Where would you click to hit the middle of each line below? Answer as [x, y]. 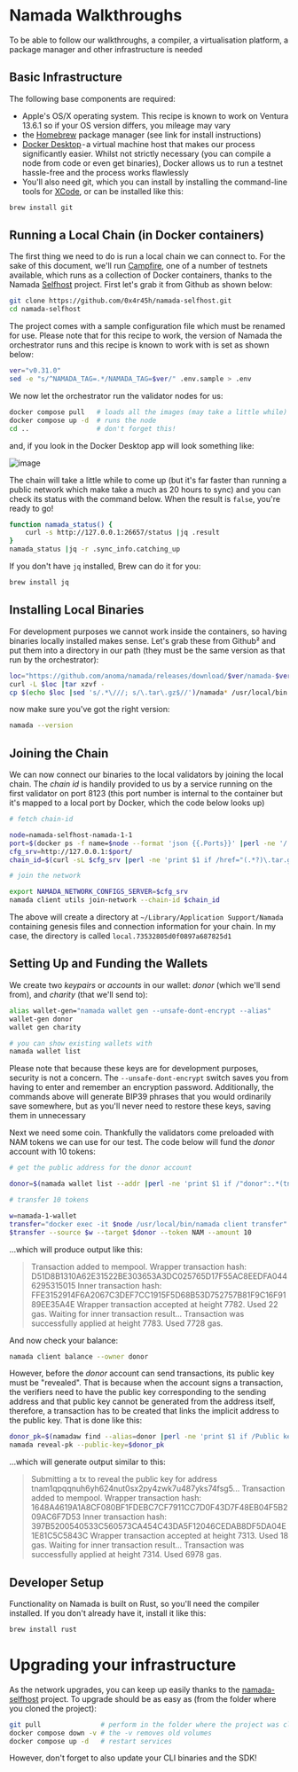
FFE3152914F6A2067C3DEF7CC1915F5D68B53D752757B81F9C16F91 [158, 1295]
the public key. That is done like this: [76, 1421]
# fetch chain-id [41, 819]
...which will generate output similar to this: [87, 1462]
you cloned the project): [53, 1708]
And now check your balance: [64, 1340]
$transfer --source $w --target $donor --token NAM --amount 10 [130, 1232]
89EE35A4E [53, 1304]
